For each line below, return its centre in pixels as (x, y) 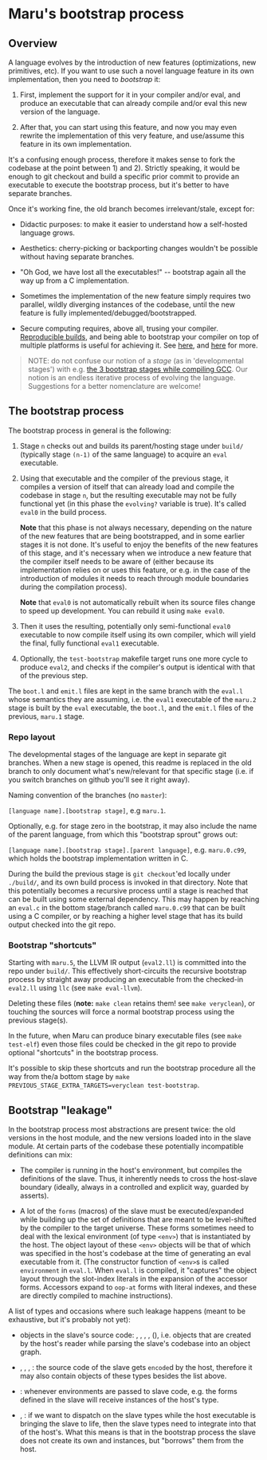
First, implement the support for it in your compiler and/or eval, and (130, 95)
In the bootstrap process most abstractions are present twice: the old (122, 1129)
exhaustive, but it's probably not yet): (69, 1320)
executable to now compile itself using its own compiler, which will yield (138, 634)
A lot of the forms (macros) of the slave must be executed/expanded (132, 1211)
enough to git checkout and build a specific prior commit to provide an (124, 177)
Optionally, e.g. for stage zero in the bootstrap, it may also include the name (133, 826)
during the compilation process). (73, 587)
